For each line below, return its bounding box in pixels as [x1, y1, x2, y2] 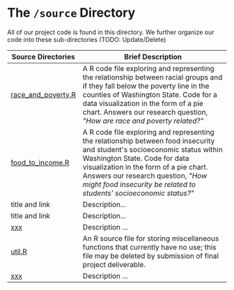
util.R [10, 246, 28, 256]
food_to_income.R [10, 158, 70, 167]
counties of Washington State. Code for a [82, 89, 218, 99]
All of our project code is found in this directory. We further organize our [7, 28, 214, 36]
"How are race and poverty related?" [82, 116, 204, 125]
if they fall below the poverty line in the [82, 81, 210, 91]
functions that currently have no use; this [82, 242, 217, 252]
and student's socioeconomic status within [82, 144, 223, 154]
